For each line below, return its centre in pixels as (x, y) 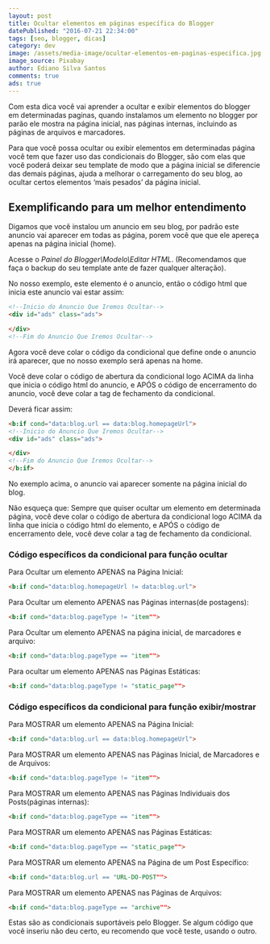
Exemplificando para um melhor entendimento (127, 207)
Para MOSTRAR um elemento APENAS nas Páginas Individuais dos (119, 793)
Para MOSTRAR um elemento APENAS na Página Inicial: (101, 725)
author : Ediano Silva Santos (57, 69)
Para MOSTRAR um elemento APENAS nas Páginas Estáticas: (110, 832)
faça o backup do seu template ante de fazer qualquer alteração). (117, 268)
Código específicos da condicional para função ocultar (118, 554)
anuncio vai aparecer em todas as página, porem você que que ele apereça (134, 236)
